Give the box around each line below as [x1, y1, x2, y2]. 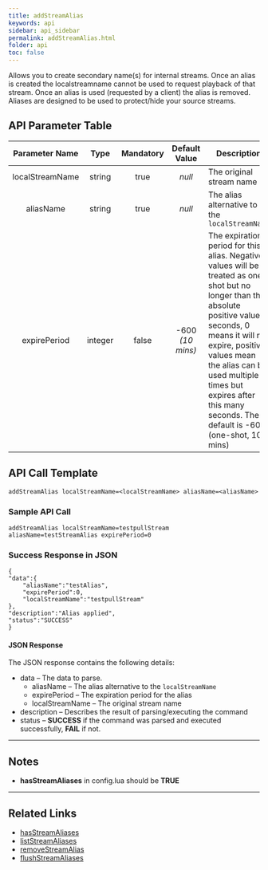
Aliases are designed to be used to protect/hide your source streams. [8, 96, 236, 105]
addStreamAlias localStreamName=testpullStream [8, 524, 170, 532]
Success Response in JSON [8, 549, 118, 561]
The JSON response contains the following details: [8, 658, 175, 667]
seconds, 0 [207, 320, 250, 331]
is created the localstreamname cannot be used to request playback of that [8, 79, 256, 89]
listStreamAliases [19, 837, 77, 846]
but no [226, 280, 251, 291]
